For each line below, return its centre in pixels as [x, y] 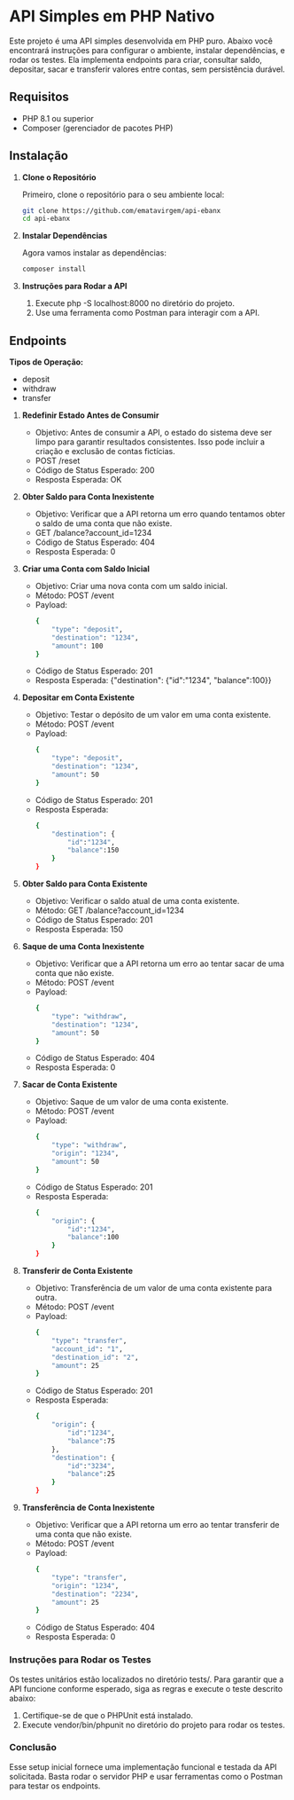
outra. [46, 1297]
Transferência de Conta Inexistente [88, 1507]
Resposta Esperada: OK [78, 479]
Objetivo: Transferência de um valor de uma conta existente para [154, 1288]
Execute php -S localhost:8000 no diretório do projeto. [135, 303]
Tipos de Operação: [46, 362]
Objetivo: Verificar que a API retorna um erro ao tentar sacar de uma [160, 963]
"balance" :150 [93, 850]
